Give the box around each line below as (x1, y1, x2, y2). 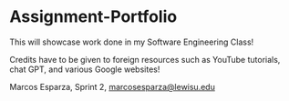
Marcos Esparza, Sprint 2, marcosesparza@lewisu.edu (9, 81, 216, 92)
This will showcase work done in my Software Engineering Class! (9, 36, 254, 47)
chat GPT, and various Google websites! (9, 64, 160, 75)
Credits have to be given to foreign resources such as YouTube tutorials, (9, 54, 281, 65)
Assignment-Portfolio (9, 6, 178, 27)
